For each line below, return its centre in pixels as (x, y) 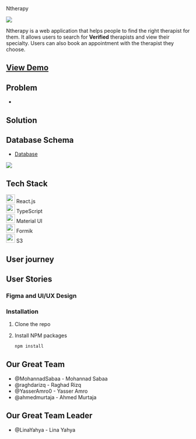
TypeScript (29, 211)
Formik (24, 231)
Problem (22, 88)
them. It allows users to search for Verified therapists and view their (88, 37)
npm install (29, 347)
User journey (30, 259)
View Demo (27, 68)
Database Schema (40, 140)
